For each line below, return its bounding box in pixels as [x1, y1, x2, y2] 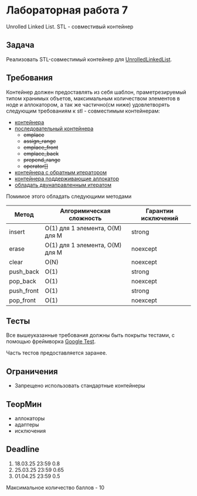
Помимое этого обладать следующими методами [6, 193, 132, 200]
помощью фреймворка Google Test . [6, 338, 96, 345]
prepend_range [23, 156, 60, 163]
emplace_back [23, 150, 59, 157]
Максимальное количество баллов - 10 [6, 484, 104, 491]
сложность [69, 214, 102, 222]
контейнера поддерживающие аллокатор [14, 175, 119, 182]
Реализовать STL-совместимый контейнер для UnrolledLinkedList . [6, 55, 172, 62]
